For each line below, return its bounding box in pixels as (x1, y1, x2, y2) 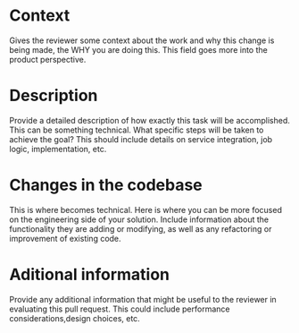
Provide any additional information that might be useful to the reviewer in (9, 294, 277, 304)
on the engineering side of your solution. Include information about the (9, 214, 270, 225)
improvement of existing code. (9, 233, 122, 243)
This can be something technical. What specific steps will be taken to (9, 124, 264, 135)
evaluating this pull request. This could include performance (9, 303, 230, 314)
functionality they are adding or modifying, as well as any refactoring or (9, 223, 272, 234)
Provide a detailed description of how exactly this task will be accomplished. (9, 115, 290, 125)
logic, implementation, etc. (9, 143, 107, 154)
